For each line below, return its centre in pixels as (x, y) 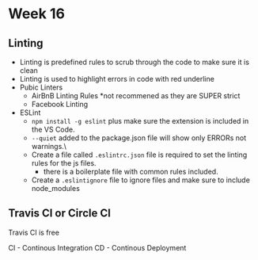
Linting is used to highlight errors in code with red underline (117, 79)
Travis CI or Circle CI (59, 214)
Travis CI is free (34, 232)
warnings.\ (49, 146)
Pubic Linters (41, 87)
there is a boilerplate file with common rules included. (131, 172)
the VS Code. (53, 129)
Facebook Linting (60, 104)
